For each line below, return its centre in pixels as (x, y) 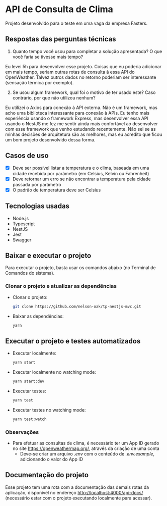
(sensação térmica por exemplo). (39, 82)
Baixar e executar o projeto (48, 255)
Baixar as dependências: (38, 316)
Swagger (22, 240)
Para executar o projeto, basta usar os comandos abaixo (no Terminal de (80, 268)
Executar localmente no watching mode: (54, 372)
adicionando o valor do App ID (52, 459)
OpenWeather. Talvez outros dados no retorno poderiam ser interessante (81, 77)
